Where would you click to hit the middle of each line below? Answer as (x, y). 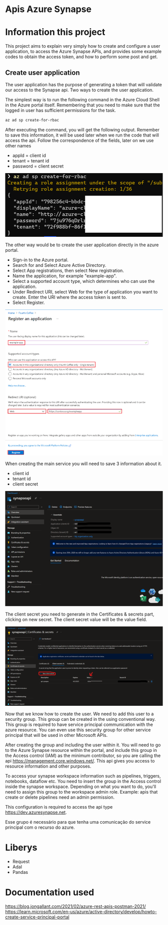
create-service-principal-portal (37, 917)
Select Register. (28, 302)
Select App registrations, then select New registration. (68, 271)
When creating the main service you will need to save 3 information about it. (84, 464)
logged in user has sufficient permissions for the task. (60, 110)
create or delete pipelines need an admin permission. (60, 797)
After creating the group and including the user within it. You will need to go (83, 745)
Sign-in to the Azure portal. (40, 260)
